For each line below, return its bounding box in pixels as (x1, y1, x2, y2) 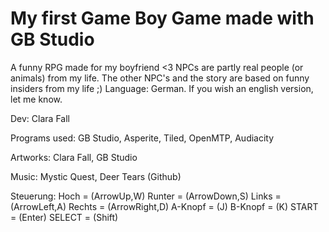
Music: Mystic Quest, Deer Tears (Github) (10, 170, 182, 182)
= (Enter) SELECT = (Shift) (10, 211, 119, 223)
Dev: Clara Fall (10, 112, 70, 124)
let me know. (10, 93, 63, 105)
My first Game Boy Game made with (10, 7, 315, 30)
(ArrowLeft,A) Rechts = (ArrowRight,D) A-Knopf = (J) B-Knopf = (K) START (10, 200, 319, 212)
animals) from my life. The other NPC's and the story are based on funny (10, 72, 310, 84)
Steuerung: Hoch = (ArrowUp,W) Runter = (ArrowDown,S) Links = (10, 190, 282, 202)
